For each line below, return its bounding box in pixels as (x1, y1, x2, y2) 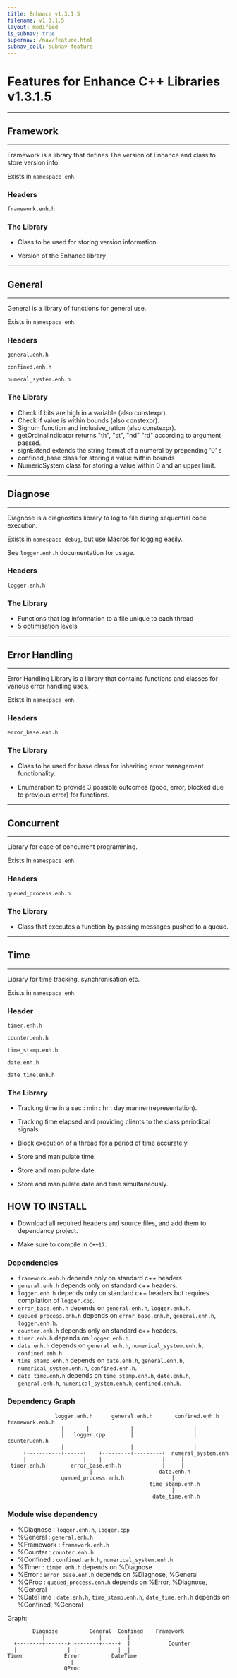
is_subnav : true (7, 30, 55, 37)
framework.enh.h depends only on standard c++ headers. (17, 1274, 184, 1283)
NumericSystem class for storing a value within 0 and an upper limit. (17, 460, 217, 470)
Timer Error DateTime (7, 1653, 138, 1660)
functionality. (17, 769, 56, 778)
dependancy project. (17, 1227, 78, 1235)
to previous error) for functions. (17, 790, 109, 799)
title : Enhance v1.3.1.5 (7, 10, 80, 18)
